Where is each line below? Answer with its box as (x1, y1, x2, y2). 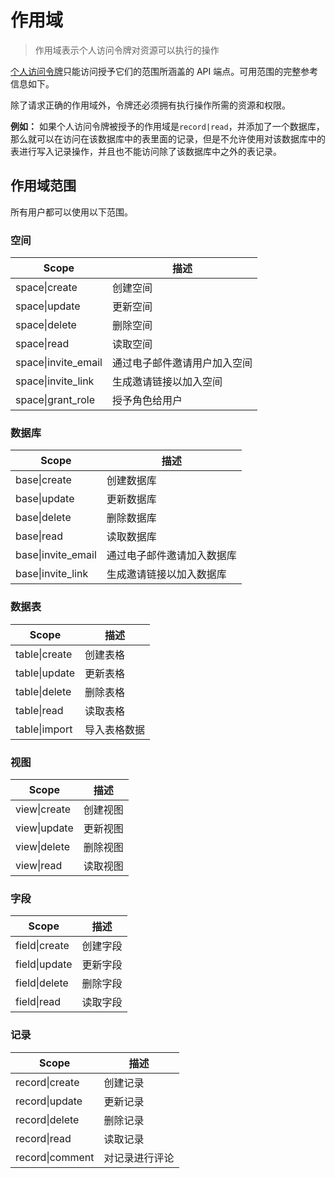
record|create (15, 1075, 80, 1089)
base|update (15, 492, 75, 506)
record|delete (15, 1112, 80, 1126)
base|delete (15, 511, 72, 525)
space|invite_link (15, 374, 95, 388)
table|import (15, 722, 73, 736)
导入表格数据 (84, 722, 146, 736)
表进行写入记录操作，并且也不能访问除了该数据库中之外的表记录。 (10, 145, 282, 157)
